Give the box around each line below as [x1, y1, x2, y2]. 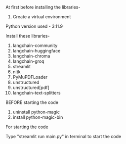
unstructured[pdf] [12, 85, 50, 91]
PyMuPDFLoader [12, 74, 48, 80]
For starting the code [5, 124, 48, 130]
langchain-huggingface [12, 48, 61, 53]
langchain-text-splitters [12, 90, 61, 96]
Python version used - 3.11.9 [5, 23, 63, 29]
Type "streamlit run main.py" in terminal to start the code [5, 134, 122, 139]
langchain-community [12, 43, 58, 48]
